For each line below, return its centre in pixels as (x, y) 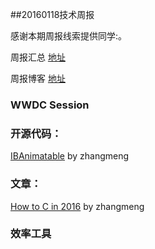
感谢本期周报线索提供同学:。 (69, 36)
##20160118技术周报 (52, 14)
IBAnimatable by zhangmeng (70, 156)
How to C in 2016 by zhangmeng (77, 206)
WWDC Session (50, 105)
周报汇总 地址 (38, 57)
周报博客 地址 (38, 78)
